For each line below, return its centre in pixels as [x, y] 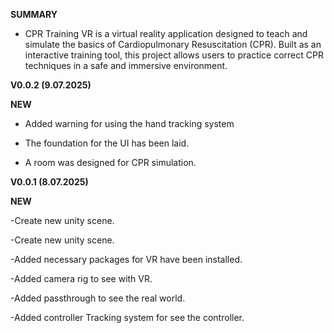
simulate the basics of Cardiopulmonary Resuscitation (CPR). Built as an [173, 44]
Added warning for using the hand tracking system [129, 123]
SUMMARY [34, 14]
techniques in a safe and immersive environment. [126, 65]
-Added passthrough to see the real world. [98, 298]
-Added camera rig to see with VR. [81, 278]
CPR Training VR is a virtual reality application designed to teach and [166, 33]
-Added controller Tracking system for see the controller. [127, 317]
